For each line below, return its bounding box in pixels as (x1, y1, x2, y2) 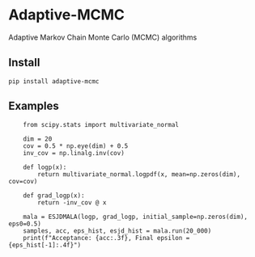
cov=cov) (8, 177, 38, 185)
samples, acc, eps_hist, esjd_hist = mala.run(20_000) (23, 226, 212, 235)
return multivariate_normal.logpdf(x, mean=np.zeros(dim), (37, 170, 241, 179)
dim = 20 (23, 135, 53, 143)
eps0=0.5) (8, 220, 42, 228)
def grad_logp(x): (23, 192, 85, 200)
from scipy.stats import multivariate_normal (23, 120, 180, 128)
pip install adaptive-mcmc (8, 77, 100, 86)
